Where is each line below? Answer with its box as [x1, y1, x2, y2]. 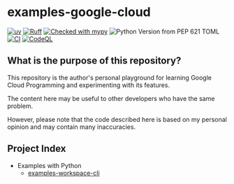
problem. [7, 102, 34, 110]
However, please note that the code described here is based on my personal [7, 115, 227, 123]
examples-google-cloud [7, 4, 152, 20]
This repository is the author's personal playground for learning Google [7, 73, 212, 82]
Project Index [7, 143, 66, 155]
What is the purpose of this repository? [7, 55, 182, 67]
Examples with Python [17, 161, 82, 169]
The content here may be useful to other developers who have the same [7, 94, 215, 102]
